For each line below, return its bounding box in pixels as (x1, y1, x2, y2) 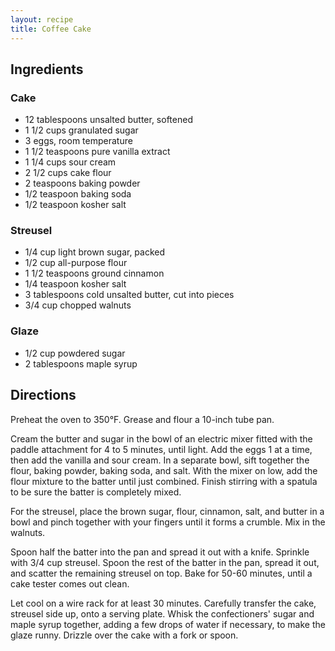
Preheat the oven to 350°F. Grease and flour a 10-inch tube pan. (10, 413, 275, 425)
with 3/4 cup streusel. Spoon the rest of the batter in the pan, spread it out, (10, 556, 320, 568)
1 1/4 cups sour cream (24, 156, 117, 168)
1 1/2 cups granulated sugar (24, 124, 139, 136)
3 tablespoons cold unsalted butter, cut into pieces (24, 289, 235, 301)
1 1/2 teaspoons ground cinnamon (24, 267, 165, 280)
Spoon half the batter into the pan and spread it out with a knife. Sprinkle (10, 546, 310, 558)
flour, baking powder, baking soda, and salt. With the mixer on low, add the (10, 464, 318, 476)
